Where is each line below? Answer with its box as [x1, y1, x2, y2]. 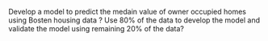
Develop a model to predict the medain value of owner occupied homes [8, 7, 246, 16]
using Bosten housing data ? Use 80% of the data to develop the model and [8, 15, 261, 25]
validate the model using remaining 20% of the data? [8, 24, 184, 33]
